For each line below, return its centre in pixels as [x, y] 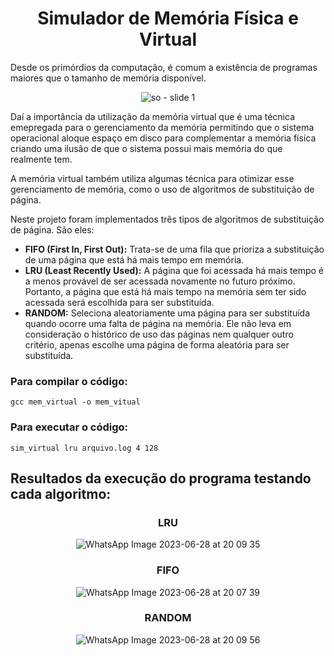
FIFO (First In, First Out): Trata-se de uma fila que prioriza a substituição [174, 249]
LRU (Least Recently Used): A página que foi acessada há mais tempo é [174, 270]
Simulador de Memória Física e [168, 18]
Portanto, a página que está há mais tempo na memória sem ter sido [165, 291]
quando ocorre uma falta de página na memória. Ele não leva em [158, 323]
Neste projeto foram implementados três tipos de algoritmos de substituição [167, 219]
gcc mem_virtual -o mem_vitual [75, 402]
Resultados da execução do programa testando [161, 478]
